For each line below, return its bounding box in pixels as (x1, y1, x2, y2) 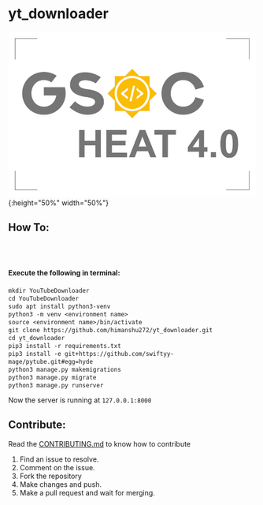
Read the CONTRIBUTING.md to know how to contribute (8, 439, 191, 448)
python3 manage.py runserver (8, 381, 104, 389)
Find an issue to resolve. (19, 454, 99, 464)
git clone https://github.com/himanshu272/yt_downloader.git (8, 326, 213, 334)
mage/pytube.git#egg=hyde (8, 357, 93, 365)
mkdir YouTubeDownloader (8, 286, 90, 294)
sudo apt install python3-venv (8, 302, 111, 310)
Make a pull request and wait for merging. (19, 488, 155, 497)
